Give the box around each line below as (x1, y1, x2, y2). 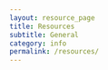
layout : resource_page (9, 13, 95, 23)
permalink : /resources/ (9, 47, 100, 56)
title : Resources (9, 22, 75, 31)
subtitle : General (9, 30, 79, 39)
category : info (9, 38, 67, 48)
